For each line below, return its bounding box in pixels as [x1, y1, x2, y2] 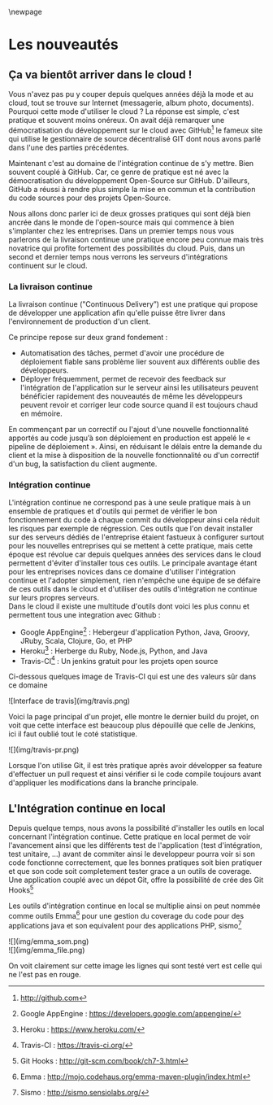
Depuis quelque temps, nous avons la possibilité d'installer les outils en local [8, 823, 265, 833]
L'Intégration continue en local [8, 801, 166, 815]
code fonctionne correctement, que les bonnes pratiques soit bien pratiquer [8, 858, 262, 867]
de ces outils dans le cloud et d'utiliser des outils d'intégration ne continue [8, 584, 258, 594]
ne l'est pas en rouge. [8, 970, 81, 979]
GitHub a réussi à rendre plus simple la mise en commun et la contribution [8, 184, 256, 194]
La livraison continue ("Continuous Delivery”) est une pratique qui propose [8, 299, 258, 308]
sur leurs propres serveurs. [8, 593, 100, 603]
